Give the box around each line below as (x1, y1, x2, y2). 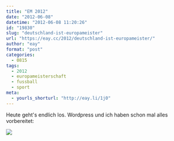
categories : (6, 52, 35, 58)
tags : (6, 62, 19, 69)
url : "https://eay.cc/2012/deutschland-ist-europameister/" (6, 36, 156, 41)
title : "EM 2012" (6, 8, 48, 15)
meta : (6, 90, 19, 96)
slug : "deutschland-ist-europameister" (6, 30, 103, 36)
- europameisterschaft (11, 73, 67, 79)
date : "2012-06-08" (6, 14, 54, 20)
